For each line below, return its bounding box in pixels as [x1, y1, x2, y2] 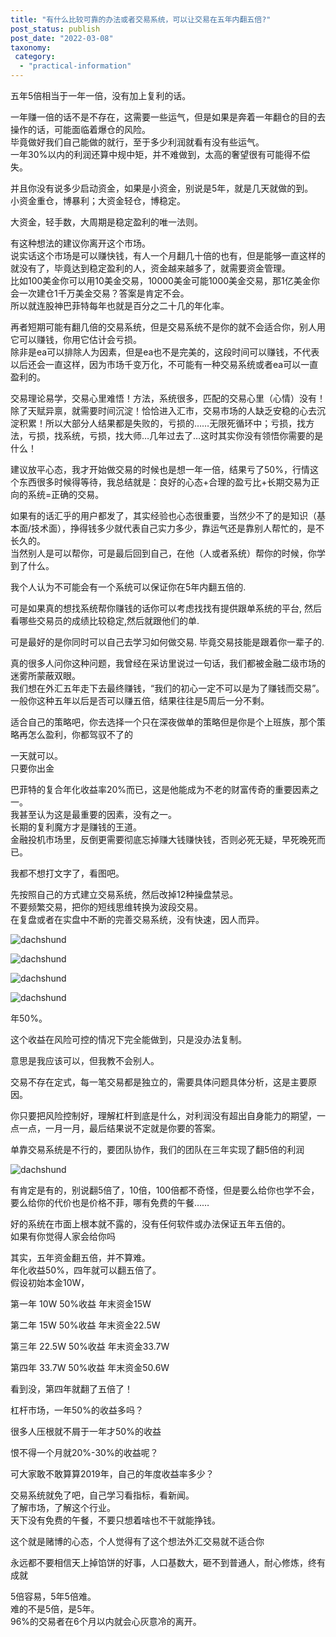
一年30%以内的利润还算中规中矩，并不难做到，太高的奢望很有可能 [10, 149, 285, 160]
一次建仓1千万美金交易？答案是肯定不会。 [18, 287, 190, 299]
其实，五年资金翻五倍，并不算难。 [10, 1252, 151, 1263]
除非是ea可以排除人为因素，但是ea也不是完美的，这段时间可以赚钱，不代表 [10, 346, 320, 358]
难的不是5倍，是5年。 [10, 1603, 100, 1615]
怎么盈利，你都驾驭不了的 [27, 729, 133, 740]
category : [14, 52, 56, 62]
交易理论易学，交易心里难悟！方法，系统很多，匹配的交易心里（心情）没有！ [10, 392, 326, 404]
